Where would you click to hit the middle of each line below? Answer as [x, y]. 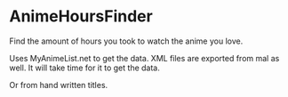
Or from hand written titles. [59, 85]
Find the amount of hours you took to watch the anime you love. [126, 41]
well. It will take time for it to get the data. [84, 68]
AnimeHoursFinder [81, 16]
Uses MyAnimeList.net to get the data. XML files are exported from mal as [144, 58]
